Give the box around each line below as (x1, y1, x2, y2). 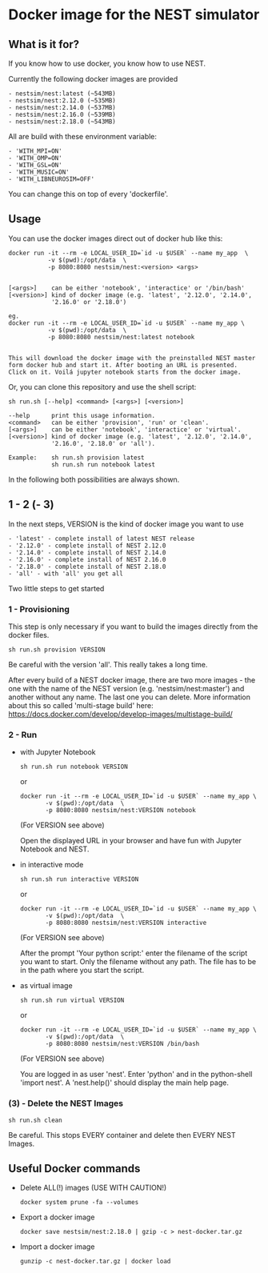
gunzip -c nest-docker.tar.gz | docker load (19, 1258, 171, 1266)
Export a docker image (19, 1212, 95, 1222)
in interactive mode (19, 860, 84, 870)
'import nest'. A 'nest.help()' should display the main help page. (19, 1078, 230, 1087)
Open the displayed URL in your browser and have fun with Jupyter (19, 836, 242, 846)
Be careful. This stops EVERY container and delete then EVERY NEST (8, 1130, 236, 1139)
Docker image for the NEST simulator (8, 6, 260, 24)
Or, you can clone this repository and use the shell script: (8, 382, 197, 391)
